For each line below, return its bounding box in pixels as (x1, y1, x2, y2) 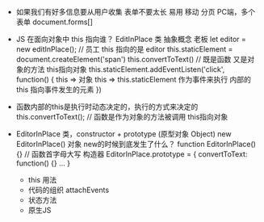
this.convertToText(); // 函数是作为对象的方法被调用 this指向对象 (15, 112, 228, 121)
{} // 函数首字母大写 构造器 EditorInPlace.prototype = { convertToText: (15, 149, 248, 159)
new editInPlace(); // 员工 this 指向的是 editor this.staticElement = (15, 44, 233, 54)
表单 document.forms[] (15, 17, 93, 27)
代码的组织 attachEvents (27, 185, 110, 195)
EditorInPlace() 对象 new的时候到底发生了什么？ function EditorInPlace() (15, 140, 257, 149)
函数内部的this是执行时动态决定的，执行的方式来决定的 (15, 102, 199, 111)
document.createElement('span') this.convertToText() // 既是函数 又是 (15, 55, 248, 64)
